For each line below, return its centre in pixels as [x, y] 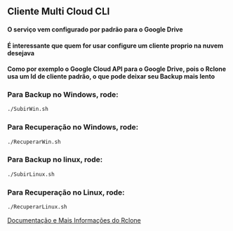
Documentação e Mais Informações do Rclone [74, 220]
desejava [21, 53]
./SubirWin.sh [28, 109]
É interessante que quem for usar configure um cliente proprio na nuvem [115, 46]
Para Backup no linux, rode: [55, 159]
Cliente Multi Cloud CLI [59, 12]
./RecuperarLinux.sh [38, 206]
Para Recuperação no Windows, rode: [73, 127]
